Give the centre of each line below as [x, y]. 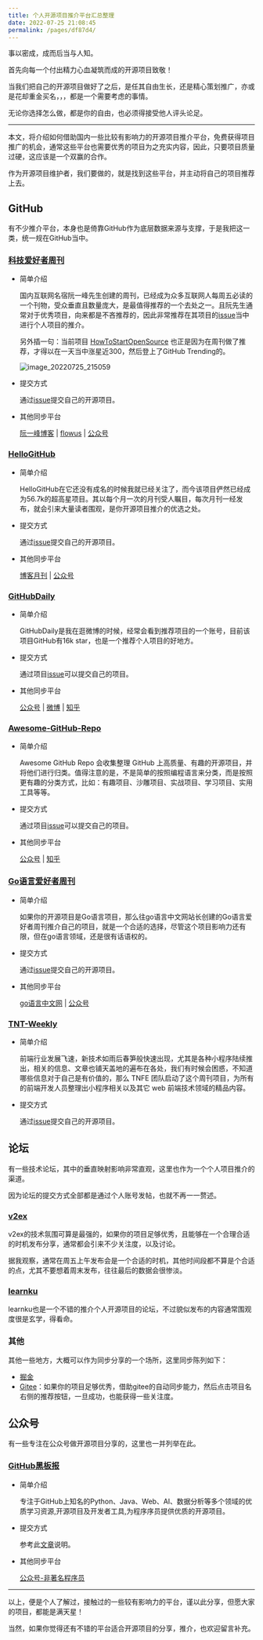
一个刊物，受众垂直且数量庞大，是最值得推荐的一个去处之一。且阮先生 [133, 305]
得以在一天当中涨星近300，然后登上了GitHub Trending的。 [135, 352]
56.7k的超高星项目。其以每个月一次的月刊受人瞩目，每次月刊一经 [131, 498]
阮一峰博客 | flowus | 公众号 [64, 433]
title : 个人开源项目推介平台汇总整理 [61, 15]
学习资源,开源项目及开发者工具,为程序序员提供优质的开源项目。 [128, 1511]
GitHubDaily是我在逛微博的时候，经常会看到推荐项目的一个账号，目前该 [135, 631]
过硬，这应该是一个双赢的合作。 [59, 157]
